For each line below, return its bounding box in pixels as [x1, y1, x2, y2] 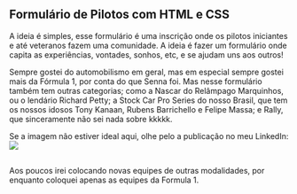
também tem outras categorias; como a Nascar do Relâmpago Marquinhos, [9, 85, 284, 96]
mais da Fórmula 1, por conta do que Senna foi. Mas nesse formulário [9, 75, 263, 87]
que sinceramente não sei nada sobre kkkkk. [9, 113, 173, 124]
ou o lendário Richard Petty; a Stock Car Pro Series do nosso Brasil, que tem [9, 95, 288, 105]
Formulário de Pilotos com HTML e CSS [9, 7, 231, 22]
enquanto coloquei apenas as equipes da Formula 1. [9, 175, 199, 185]
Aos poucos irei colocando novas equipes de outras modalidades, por [9, 166, 265, 176]
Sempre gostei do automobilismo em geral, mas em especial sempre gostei [9, 66, 284, 77]
